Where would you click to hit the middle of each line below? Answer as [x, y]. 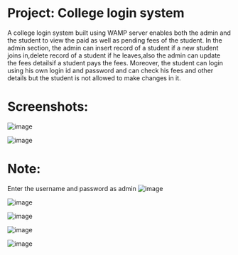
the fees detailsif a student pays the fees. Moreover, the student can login [115, 63]
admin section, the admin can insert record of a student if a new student [113, 48]
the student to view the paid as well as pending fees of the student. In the [115, 40]
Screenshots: [48, 107]
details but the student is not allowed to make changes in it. [94, 78]
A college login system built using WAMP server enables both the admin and [119, 33]
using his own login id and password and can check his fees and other [110, 70]
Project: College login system [96, 13]
